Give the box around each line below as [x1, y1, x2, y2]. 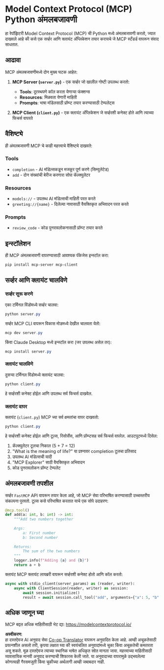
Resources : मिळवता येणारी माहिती [19, 94, 77, 100]
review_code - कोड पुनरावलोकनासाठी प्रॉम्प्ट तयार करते [12, 225, 103, 231]
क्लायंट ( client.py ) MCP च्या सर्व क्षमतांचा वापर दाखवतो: [5, 414, 100, 420]
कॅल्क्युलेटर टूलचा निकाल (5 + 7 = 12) [12, 443, 75, 448]
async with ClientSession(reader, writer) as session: [14, 586, 129, 590]
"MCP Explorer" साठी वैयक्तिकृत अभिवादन [12, 459, 85, 465]
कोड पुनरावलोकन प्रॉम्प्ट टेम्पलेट [12, 465, 61, 471]
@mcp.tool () [5, 507, 29, 513]
